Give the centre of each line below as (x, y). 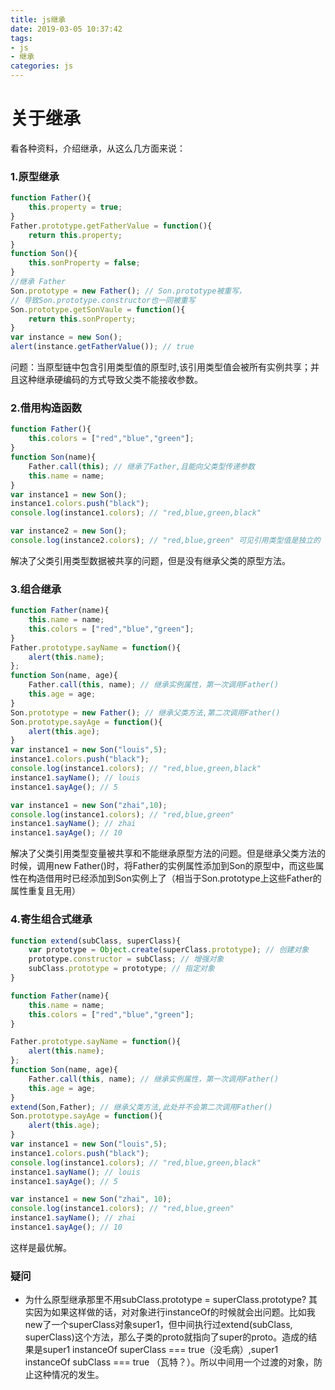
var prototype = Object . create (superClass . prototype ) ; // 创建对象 (169, 950)
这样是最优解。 (41, 1247)
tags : (21, 38)
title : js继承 (38, 19)
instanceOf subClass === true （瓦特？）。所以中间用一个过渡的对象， (169, 1362)
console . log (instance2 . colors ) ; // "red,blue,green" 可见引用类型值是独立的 (165, 541)
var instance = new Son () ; (66, 337)
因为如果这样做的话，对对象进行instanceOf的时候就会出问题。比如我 (174, 1312)
